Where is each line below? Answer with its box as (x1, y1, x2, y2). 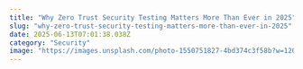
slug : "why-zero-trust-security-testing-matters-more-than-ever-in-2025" (9, 22, 293, 30)
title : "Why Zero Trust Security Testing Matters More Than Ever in (9, 13, 272, 22)
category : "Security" (9, 38, 91, 47)
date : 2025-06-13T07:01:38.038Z (9, 30, 131, 39)
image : (9, 47, 34, 56)
